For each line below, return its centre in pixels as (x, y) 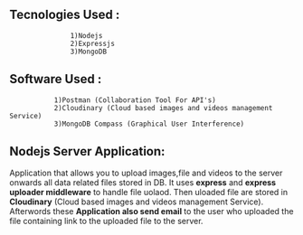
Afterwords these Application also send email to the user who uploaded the (151, 211)
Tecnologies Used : (65, 15)
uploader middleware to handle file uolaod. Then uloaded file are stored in (148, 193)
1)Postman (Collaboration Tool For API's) (135, 100)
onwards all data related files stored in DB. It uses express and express (143, 183)
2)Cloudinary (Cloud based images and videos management (163, 108)
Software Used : (56, 79)
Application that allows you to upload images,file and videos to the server (146, 173)
